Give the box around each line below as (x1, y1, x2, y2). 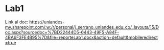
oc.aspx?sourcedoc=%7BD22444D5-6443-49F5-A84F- (5, 29, 119, 35)
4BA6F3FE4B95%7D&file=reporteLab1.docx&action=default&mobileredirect (5, 34, 158, 40)
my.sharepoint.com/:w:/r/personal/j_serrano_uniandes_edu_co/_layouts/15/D (5, 24, 159, 30)
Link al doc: (5, 19, 28, 25)
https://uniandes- (29, 19, 65, 25)
